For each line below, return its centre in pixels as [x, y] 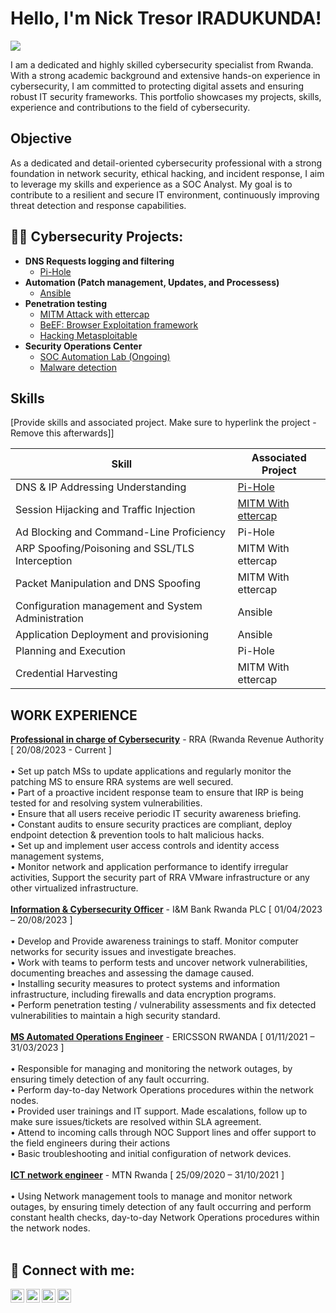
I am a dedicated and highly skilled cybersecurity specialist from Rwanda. [162, 64]
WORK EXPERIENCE [74, 715]
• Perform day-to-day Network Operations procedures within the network [162, 1090]
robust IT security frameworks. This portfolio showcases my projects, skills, [166, 96]
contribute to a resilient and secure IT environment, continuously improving [165, 194]
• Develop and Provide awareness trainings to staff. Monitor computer [154, 941]
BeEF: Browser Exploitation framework [119, 324]
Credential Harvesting [66, 674]
